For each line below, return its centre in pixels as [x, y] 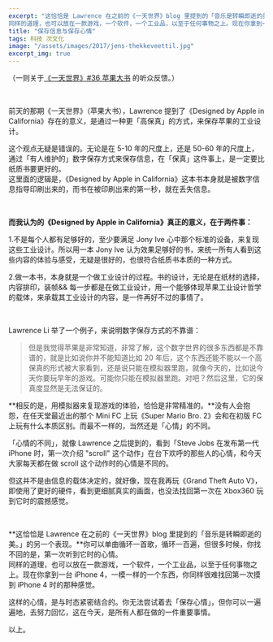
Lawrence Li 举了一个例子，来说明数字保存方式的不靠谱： [105, 330]
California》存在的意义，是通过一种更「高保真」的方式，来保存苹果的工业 [131, 121]
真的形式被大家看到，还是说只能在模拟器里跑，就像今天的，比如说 [146, 368]
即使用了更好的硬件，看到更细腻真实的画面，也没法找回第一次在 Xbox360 [131, 491]
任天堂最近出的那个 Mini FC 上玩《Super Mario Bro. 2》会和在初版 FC [146, 416]
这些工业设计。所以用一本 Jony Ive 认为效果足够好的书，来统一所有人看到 [131, 249]
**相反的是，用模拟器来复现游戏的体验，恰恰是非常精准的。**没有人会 [126, 406]
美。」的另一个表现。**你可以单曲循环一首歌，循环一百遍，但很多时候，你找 [135, 544]
